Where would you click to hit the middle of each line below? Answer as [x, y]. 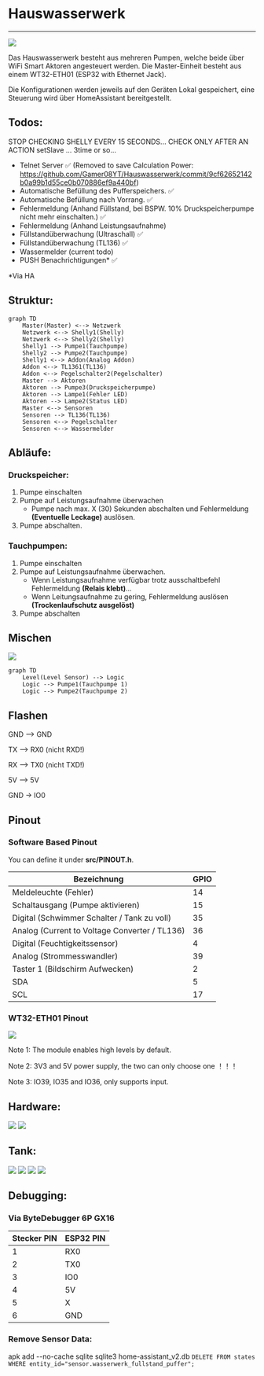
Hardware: [35, 1107]
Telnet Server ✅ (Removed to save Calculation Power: [106, 165]
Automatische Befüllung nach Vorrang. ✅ [86, 199]
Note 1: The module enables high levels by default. [90, 1050]
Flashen [28, 715]
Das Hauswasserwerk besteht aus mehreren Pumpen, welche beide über [126, 57]
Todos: [26, 123]
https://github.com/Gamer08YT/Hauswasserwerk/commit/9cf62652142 [136, 174]
